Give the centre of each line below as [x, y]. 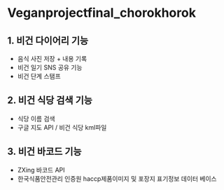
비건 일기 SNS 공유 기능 [50, 67]
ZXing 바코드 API [41, 170]
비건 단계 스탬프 [39, 76]
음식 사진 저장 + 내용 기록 [52, 59]
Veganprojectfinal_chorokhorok [101, 13]
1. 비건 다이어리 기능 [48, 40]
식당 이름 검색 [36, 118]
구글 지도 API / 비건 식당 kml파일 [62, 127]
